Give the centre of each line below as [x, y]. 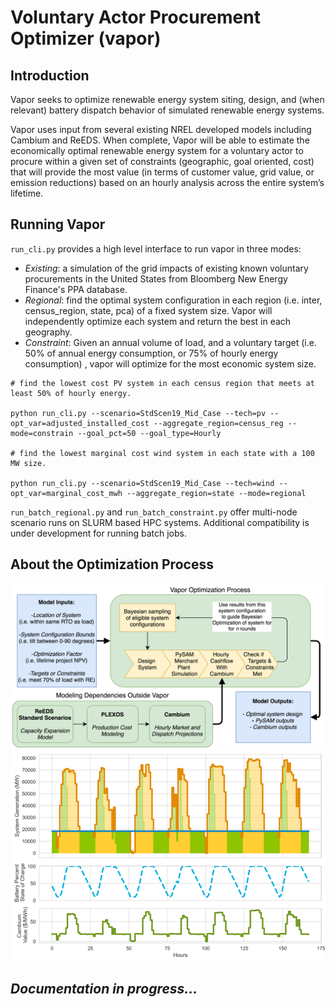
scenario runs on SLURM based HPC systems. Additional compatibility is [160, 522]
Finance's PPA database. [76, 289]
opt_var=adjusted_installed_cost [80, 423]
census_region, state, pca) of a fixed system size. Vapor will [148, 310]
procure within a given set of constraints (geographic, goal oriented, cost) [162, 161]
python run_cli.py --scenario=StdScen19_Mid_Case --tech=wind [142, 483]
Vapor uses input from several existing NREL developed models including [161, 129]
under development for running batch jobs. [98, 533]
